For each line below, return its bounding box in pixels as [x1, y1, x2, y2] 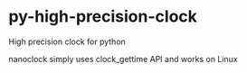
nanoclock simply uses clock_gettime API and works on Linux [8, 53, 238, 64]
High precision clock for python [8, 36, 126, 47]
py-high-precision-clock [8, 6, 198, 27]
